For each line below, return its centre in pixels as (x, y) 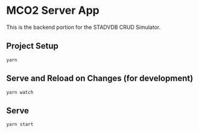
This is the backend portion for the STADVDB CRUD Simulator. (84, 27)
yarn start (20, 125)
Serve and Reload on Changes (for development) (100, 79)
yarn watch (20, 92)
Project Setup (33, 46)
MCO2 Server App (53, 11)
